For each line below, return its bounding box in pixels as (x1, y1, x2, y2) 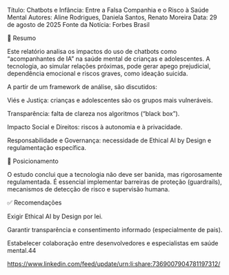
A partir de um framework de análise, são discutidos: (7, 83, 157, 91)
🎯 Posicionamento (7, 157, 59, 165)
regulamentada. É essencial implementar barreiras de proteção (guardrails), (7, 178, 222, 186)
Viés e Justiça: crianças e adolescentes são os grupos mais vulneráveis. (7, 96, 213, 104)
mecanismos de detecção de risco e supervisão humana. (7, 185, 170, 193)
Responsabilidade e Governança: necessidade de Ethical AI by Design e (7, 136, 212, 144)
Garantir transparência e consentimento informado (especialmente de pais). (7, 226, 223, 234)
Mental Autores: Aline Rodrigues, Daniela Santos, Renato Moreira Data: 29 (7, 13, 217, 21)
